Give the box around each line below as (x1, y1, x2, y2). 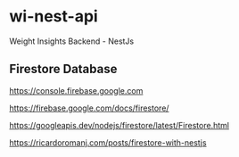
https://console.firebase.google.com (9, 85, 144, 95)
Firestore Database (9, 62, 118, 77)
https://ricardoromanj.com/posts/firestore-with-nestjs (9, 136, 207, 148)
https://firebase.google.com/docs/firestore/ (9, 103, 169, 113)
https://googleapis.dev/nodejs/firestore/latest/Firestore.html (9, 120, 230, 130)
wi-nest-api (9, 6, 98, 27)
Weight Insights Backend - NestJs (9, 36, 135, 46)
